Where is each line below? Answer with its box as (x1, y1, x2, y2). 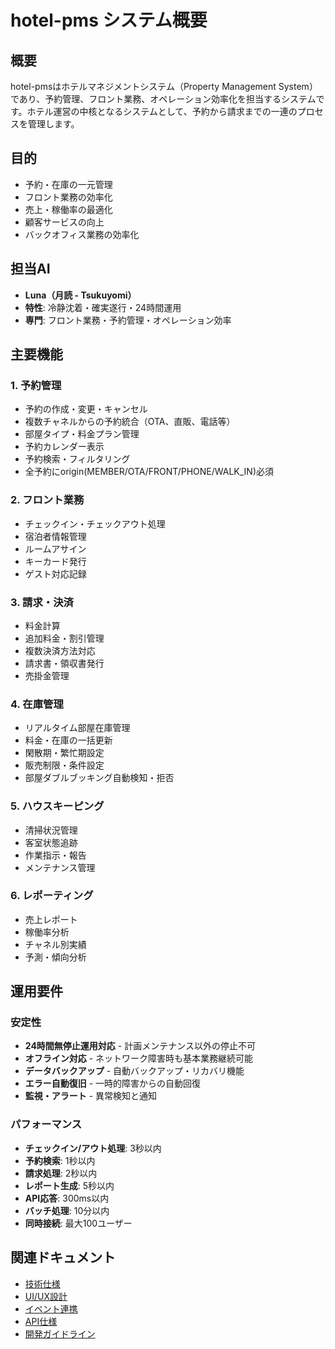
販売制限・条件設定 (24, 759, 105, 771)
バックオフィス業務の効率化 (24, 228, 140, 240)
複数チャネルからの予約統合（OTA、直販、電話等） (24, 416, 236, 428)
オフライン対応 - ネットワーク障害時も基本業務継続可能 (24, 1052, 254, 1065)
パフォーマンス (10, 1117, 83, 1131)
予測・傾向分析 (24, 951, 87, 963)
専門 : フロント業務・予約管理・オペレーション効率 (24, 314, 232, 326)
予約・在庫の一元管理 (24, 178, 113, 190)
